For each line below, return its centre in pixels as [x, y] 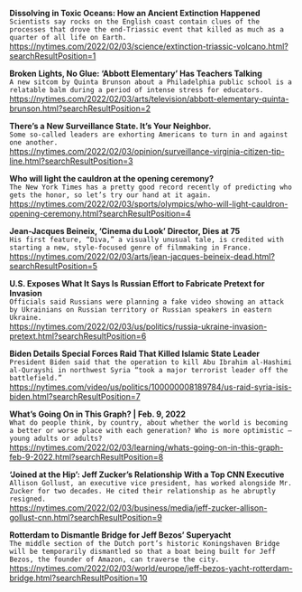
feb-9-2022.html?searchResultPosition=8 [87, 457]
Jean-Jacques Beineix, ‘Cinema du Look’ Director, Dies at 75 [125, 231]
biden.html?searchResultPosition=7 [75, 396]
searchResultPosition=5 [53, 266]
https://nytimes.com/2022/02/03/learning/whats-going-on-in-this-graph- [146, 447]
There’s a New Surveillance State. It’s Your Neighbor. [110, 126]
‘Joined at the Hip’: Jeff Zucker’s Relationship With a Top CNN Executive [147, 475]
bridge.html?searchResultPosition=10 [78, 578]
